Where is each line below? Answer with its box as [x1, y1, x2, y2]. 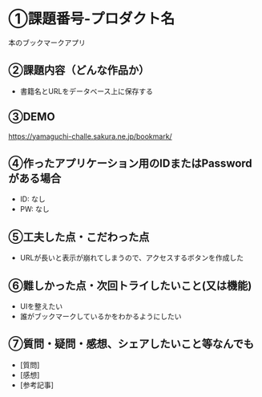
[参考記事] [19, 380, 54, 390]
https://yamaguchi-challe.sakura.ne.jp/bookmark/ [8, 132, 172, 141]
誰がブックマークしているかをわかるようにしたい [19, 312, 182, 321]
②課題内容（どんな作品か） [8, 63, 150, 77]
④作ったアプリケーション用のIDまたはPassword [8, 156, 252, 170]
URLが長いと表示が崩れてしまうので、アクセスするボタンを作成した [19, 253, 244, 263]
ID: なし [19, 194, 46, 204]
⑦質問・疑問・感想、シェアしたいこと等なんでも [8, 337, 255, 351]
